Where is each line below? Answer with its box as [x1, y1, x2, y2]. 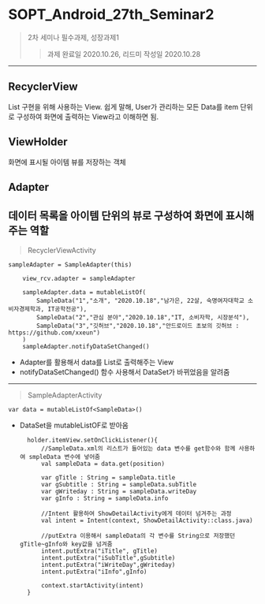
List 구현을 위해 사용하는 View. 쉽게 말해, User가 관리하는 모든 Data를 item [8, 102, 239, 111]
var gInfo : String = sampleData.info [40, 494, 169, 502]
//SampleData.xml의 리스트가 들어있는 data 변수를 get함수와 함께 [40, 444, 236, 453]
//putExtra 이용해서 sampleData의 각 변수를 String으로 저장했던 [40, 531, 235, 539]
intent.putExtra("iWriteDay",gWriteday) [40, 561, 176, 569]
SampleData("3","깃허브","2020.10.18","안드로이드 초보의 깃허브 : [36, 322, 240, 330]
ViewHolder [8, 136, 69, 149]
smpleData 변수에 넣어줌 [28, 453, 101, 460]
